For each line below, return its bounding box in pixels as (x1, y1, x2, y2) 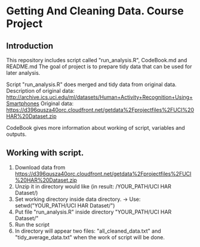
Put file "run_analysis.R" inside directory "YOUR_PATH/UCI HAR (14, 208, 172, 215)
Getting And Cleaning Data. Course (6, 4, 184, 18)
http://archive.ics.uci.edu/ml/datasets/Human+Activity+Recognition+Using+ (6, 94, 193, 100)
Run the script (14, 221, 50, 228)
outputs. (6, 130, 27, 138)
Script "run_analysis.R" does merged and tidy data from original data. (6, 81, 177, 88)
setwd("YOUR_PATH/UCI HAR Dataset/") (14, 202, 115, 209)
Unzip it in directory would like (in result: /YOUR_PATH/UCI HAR (14, 182, 172, 190)
